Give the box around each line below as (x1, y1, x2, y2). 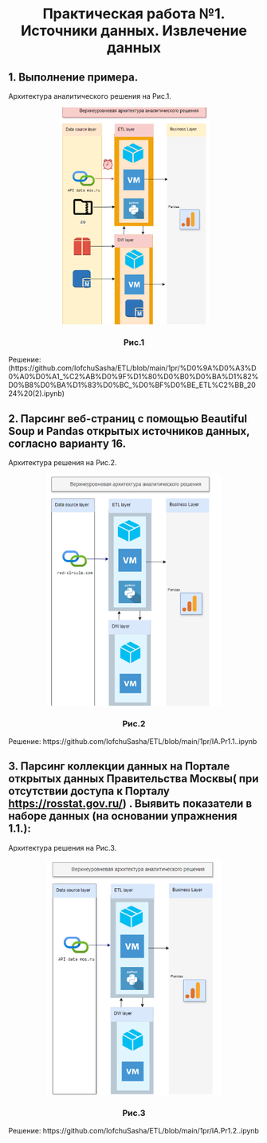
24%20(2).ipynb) (8, 389, 65, 398)
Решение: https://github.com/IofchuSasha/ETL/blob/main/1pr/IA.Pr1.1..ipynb (8, 736, 257, 746)
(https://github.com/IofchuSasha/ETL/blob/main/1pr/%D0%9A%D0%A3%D (8, 363, 257, 373)
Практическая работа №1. (42, 5, 226, 23)
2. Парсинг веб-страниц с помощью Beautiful (8, 412, 248, 425)
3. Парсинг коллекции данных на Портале (8, 760, 230, 773)
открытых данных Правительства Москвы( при (8, 772, 259, 785)
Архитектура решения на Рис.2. (8, 458, 117, 468)
